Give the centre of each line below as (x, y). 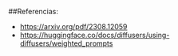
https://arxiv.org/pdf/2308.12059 (73, 26)
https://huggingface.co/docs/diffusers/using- (95, 35)
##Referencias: (33, 11)
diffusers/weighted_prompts (66, 43)
